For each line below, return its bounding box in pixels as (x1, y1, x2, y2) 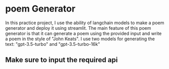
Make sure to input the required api (5, 56, 118, 64)
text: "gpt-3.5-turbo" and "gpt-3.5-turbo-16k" (5, 41, 100, 47)
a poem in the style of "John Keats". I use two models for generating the (5, 36, 155, 42)
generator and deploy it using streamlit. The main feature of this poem (5, 25, 151, 31)
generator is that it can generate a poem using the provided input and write (5, 30, 162, 36)
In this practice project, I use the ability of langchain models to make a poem (5, 20, 164, 26)
